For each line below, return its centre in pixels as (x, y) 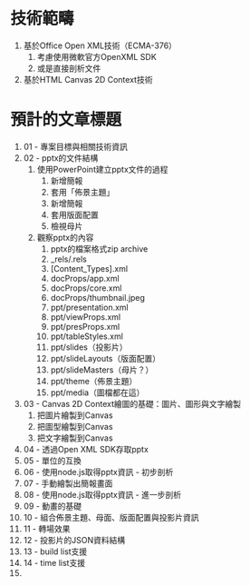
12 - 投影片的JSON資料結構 (74, 540)
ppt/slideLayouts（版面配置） (106, 358)
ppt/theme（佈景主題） (94, 381)
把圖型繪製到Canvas (75, 426)
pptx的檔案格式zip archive (99, 248)
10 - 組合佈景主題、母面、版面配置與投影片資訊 (111, 517)
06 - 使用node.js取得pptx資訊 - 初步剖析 (98, 472)
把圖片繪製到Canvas (75, 415)
